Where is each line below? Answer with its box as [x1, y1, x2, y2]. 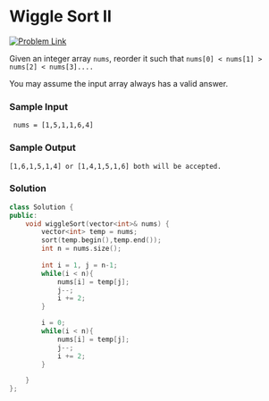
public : [9, 211, 38, 220]
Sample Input [9, 100, 69, 113]
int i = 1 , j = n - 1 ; [41, 261, 118, 270]
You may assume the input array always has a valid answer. [9, 78, 229, 88]
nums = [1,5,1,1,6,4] [13, 121, 94, 130]
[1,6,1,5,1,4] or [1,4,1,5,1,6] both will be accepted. [9, 162, 222, 171]
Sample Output [9, 141, 76, 154]
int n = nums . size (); [41, 244, 122, 254]
